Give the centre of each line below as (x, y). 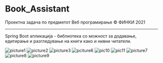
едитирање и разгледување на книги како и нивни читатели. (68, 41)
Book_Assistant (37, 9)
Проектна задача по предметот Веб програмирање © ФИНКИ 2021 (75, 22)
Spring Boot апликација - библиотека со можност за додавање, (71, 36)
